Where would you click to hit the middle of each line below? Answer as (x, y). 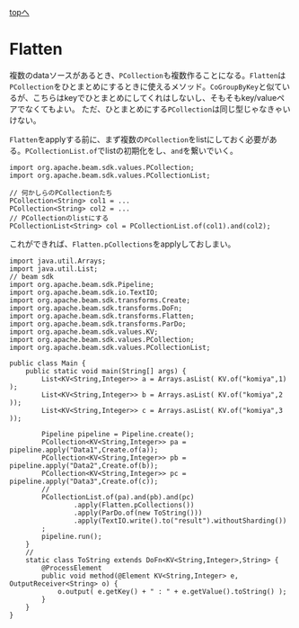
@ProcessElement (72, 568)
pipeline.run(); (72, 536)
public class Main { (48, 363)
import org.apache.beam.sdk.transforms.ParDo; (98, 324)
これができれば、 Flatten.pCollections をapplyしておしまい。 (123, 244)
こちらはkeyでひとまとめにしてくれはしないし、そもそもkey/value (155, 97)
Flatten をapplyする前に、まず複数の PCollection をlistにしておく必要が (139, 139)
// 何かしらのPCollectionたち (61, 193)
